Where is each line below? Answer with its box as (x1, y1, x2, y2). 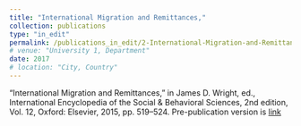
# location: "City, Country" (9, 63, 118, 72)
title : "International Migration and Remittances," (9, 13, 206, 22)
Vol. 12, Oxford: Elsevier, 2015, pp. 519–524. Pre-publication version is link (9, 106, 282, 117)
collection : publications (9, 21, 106, 30)
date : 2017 (9, 55, 50, 63)
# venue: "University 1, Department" (9, 46, 150, 55)
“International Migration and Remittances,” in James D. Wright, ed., (9, 87, 256, 98)
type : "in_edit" (9, 29, 70, 38)
